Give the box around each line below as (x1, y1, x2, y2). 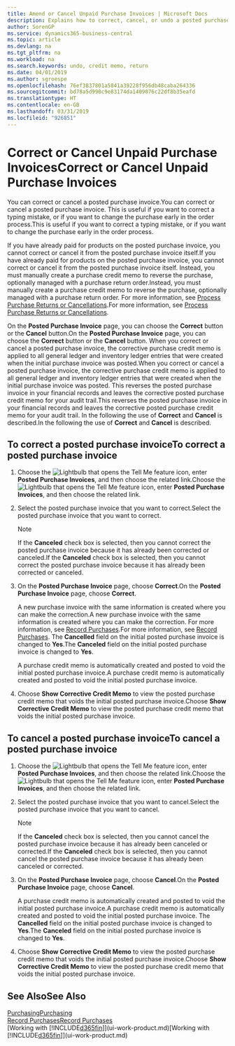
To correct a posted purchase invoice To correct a (7, 439, 226, 450)
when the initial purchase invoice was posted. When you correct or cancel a (7, 359, 225, 367)
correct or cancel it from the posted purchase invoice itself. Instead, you (7, 263, 215, 272)
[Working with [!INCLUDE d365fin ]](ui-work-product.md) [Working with (7, 1024, 210, 1032)
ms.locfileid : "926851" (7, 114, 77, 121)
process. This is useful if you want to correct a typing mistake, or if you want (7, 220, 226, 228)
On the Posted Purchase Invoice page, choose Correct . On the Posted (17, 582, 222, 591)
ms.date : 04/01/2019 (7, 69, 68, 76)
